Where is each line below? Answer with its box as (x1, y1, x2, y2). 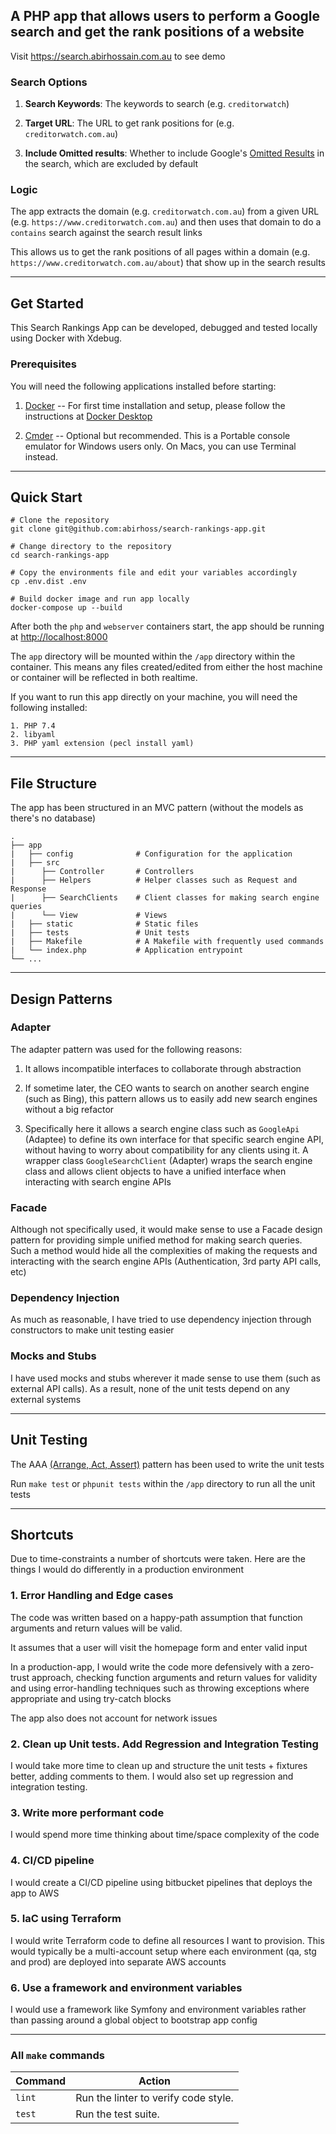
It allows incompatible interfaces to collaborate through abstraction (24, 1062, 302, 1074)
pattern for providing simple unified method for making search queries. (10, 1234, 303, 1246)
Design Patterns (10, 990, 113, 1008)
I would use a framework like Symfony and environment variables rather (10, 2004, 307, 2016)
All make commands (10, 2049, 106, 2063)
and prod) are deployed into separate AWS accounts (10, 1955, 227, 1968)
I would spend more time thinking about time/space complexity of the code (10, 1829, 320, 1841)
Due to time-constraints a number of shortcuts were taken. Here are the (10, 1553, 306, 1565)
